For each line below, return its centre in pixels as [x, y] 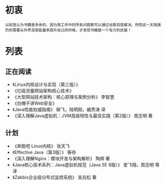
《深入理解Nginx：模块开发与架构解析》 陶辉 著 [61, 158]
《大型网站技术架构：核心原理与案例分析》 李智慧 [63, 97]
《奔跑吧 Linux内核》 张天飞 [41, 146]
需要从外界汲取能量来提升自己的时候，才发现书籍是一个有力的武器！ [72, 30]
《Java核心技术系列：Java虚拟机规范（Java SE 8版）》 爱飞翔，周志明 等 [86, 164]
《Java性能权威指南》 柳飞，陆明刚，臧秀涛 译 [59, 109]
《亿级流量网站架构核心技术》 [43, 90]
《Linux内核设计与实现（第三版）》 [46, 84]
